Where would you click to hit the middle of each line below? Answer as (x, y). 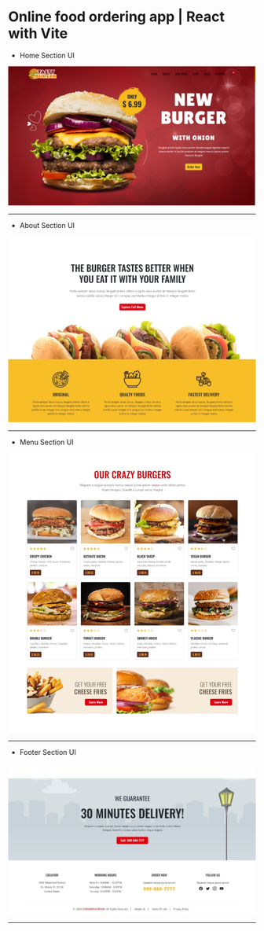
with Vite (38, 33)
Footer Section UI (48, 753)
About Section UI (47, 226)
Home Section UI (47, 55)
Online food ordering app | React (117, 17)
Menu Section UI (46, 442)
